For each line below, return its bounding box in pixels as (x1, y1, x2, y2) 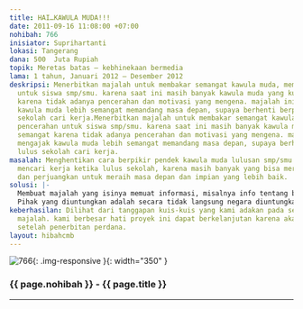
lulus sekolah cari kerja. (17, 147, 119, 156)
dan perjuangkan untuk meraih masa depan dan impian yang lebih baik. (17, 172, 289, 181)
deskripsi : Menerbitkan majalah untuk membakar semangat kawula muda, (9, 80, 280, 89)
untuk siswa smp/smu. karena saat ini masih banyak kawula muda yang (17, 88, 284, 97)
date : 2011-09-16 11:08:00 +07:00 (9, 22, 140, 31)
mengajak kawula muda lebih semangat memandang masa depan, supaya (17, 139, 277, 148)
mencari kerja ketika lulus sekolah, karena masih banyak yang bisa (17, 164, 280, 173)
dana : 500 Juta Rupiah (9, 55, 99, 64)
